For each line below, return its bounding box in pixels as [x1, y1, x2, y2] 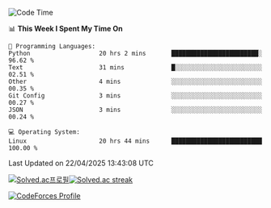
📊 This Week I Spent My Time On [8, 24, 123, 33]
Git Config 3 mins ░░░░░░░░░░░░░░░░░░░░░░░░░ [8, 92, 263, 100]
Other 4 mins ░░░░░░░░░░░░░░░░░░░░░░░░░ [8, 77, 263, 85]
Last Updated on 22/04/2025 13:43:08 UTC [8, 158, 154, 168]
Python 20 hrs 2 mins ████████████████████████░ [8, 49, 263, 57]
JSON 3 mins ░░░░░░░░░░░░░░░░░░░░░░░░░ [8, 106, 263, 114]
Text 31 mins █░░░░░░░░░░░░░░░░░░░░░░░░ [8, 64, 263, 72]
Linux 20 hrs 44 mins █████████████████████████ [8, 137, 263, 145]
